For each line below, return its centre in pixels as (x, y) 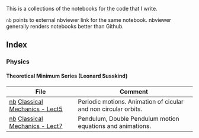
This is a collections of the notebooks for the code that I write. (82, 9)
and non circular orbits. (110, 109)
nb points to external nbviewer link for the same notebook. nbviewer (89, 20)
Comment (134, 91)
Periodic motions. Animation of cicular (131, 101)
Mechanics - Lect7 (36, 126)
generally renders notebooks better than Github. (65, 26)
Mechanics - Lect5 (36, 109)
